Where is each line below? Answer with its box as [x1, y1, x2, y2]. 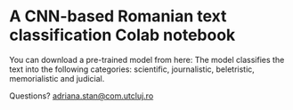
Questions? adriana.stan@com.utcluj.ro [9, 90, 154, 101]
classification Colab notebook [9, 25, 236, 45]
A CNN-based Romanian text [9, 6, 227, 27]
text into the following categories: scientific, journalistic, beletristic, [9, 64, 256, 75]
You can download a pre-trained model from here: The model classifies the [9, 54, 285, 65]
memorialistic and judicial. [9, 73, 105, 83]
